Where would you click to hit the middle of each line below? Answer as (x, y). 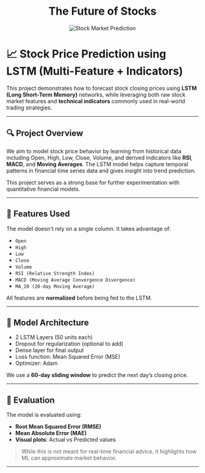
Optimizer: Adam (36, 363)
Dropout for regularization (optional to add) (69, 344)
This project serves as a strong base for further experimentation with (93, 182)
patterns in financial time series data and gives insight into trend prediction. (101, 170)
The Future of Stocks (103, 11)
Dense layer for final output (49, 350)
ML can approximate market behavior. (69, 458)
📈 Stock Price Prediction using (86, 54)
